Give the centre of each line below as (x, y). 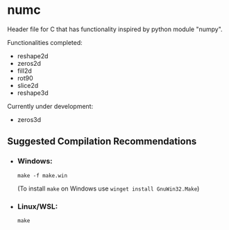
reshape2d (33, 56)
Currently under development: (50, 106)
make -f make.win (42, 175)
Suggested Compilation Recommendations (102, 142)
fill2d (25, 71)
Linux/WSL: (37, 206)
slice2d (28, 85)
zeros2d (29, 63)
